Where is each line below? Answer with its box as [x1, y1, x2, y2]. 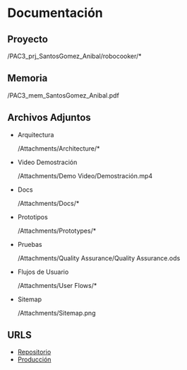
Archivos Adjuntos [7, 112, 92, 124]
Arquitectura [17, 130, 54, 139]
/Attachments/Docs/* [17, 199, 80, 207]
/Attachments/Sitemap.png [17, 308, 96, 317]
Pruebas [17, 240, 42, 248]
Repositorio [17, 348, 52, 357]
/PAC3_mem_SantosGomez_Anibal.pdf [7, 91, 120, 100]
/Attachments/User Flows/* [17, 281, 97, 289]
